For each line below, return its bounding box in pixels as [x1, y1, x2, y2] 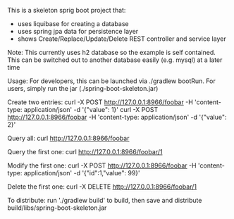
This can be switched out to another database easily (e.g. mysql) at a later [7, 56, 223, 64]
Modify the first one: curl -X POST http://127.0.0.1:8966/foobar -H [7, 161, 197, 170]
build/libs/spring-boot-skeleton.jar [7, 204, 107, 212]
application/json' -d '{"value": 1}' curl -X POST [23, 106, 159, 113]
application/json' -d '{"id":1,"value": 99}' [23, 169, 141, 177]
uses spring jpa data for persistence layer [17, 27, 139, 35]
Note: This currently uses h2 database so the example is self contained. [7, 49, 216, 56]
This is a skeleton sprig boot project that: [7, 6, 126, 14]
